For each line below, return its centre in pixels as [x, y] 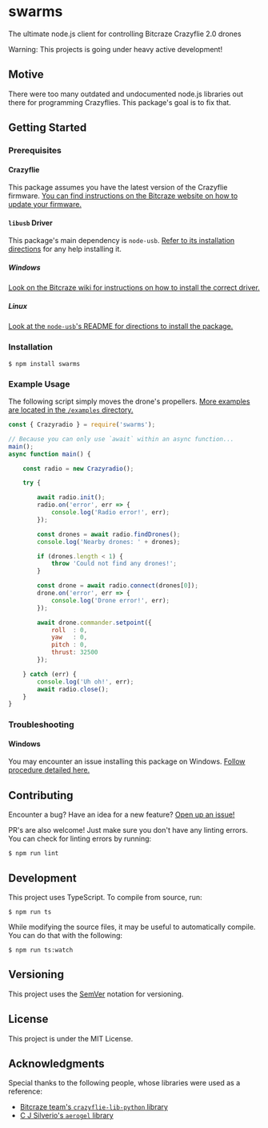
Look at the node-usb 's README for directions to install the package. [121, 327]
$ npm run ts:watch [41, 950]
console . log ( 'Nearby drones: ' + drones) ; [109, 542]
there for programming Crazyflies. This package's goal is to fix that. [120, 102]
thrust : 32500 [74, 652]
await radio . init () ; [71, 497]
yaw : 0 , [69, 637]
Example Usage [39, 383]
